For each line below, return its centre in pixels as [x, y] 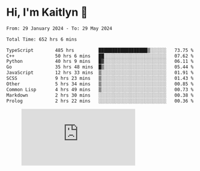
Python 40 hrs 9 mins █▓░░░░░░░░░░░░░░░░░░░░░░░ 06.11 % [100, 62]
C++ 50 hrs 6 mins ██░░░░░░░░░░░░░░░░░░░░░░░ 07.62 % [100, 56]
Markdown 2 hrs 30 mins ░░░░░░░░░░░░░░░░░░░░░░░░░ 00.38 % [100, 95]
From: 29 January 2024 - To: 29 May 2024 [59, 28]
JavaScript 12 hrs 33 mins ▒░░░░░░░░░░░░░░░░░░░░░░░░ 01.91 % [100, 73]
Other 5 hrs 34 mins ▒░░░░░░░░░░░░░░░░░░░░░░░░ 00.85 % [100, 84]
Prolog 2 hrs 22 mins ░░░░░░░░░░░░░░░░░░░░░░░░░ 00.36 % [100, 101]
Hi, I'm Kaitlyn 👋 [47, 12]
